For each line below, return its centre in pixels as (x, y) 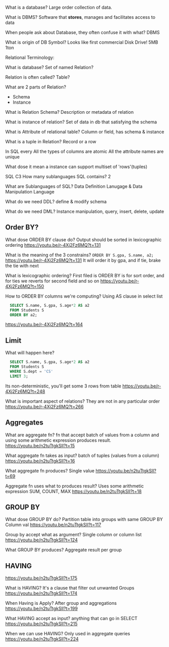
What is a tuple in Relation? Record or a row (51, 141)
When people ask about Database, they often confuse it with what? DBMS (82, 32)
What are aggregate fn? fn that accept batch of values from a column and (82, 435)
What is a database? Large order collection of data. (59, 7)
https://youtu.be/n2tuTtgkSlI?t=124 (41, 540)
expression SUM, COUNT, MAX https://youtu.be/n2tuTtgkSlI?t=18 (74, 491)
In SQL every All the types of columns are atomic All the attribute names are (84, 151)
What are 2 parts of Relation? (36, 87)
